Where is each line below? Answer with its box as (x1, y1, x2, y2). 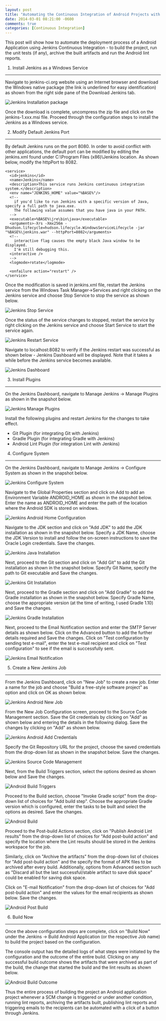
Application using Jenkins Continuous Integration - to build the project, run (5, 45, 157, 51)
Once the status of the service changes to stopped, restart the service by (5, 317, 155, 323)
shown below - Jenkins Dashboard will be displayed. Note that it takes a (5, 352, 152, 358)
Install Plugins (12, 377, 41, 383)
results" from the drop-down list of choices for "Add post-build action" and (5, 833, 158, 840)
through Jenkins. (5, 1010, 40, 1016)
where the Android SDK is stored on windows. (5, 505, 99, 511)
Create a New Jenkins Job (12, 665, 67, 671)
